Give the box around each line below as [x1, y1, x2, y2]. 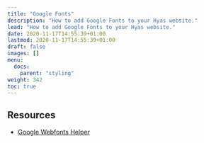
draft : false [7, 43, 46, 50]
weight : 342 [7, 76, 42, 84]
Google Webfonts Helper [17, 128, 91, 137]
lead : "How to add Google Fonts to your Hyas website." [7, 23, 176, 30]
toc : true [7, 83, 37, 90]
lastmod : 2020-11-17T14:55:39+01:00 [7, 37, 115, 44]
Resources [7, 109, 56, 121]
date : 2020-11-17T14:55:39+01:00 [7, 30, 106, 38]
